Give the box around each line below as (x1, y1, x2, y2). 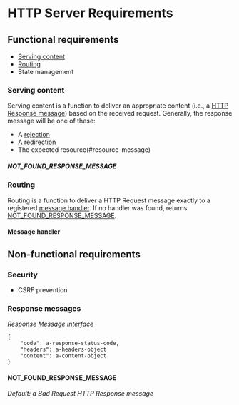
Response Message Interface (7, 319, 94, 329)
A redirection (17, 138, 56, 147)
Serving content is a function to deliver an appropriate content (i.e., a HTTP (7, 101, 229, 110)
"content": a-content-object (20, 352, 107, 359)
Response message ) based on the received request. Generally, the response (7, 109, 233, 118)
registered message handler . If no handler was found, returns (7, 203, 188, 212)
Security (7, 270, 38, 280)
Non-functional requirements (7, 248, 141, 260)
